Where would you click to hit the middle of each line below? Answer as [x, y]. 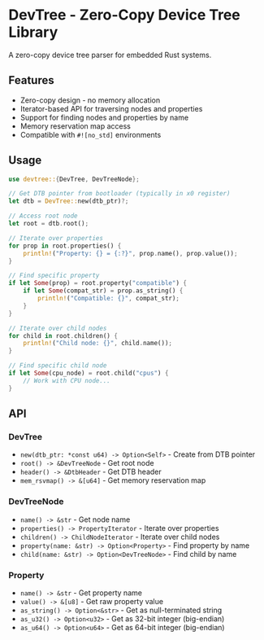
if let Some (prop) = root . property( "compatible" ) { [97, 283]
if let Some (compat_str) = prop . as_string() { [103, 291]
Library [33, 32]
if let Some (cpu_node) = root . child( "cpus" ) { [89, 373]
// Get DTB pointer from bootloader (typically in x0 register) [119, 194]
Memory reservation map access [76, 126]
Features [31, 80]
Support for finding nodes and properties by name [104, 117]
